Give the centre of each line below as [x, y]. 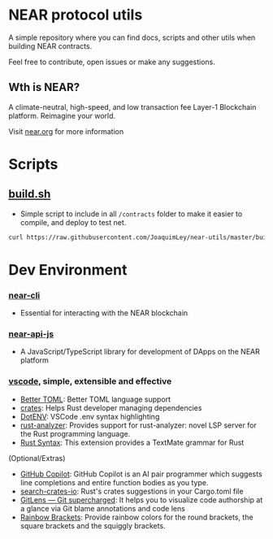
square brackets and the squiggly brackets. [93, 525]
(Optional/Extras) [37, 458]
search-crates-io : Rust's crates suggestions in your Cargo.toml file [132, 491]
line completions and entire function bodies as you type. [114, 482]
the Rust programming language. [75, 433]
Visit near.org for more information [66, 131]
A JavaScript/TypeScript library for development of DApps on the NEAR [140, 352]
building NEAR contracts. [50, 46]
